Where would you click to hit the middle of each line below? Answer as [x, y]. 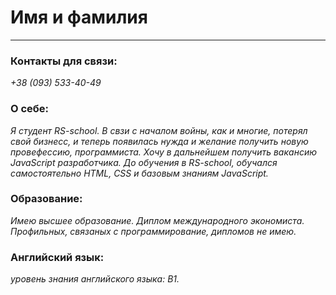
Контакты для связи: [64, 61]
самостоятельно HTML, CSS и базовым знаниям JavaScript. [139, 173]
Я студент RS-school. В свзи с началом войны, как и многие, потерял [159, 130]
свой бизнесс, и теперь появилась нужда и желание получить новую [159, 141]
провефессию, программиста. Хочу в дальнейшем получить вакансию [163, 152]
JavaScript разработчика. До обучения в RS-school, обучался [144, 162]
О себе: [30, 109]
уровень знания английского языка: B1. [95, 279]
